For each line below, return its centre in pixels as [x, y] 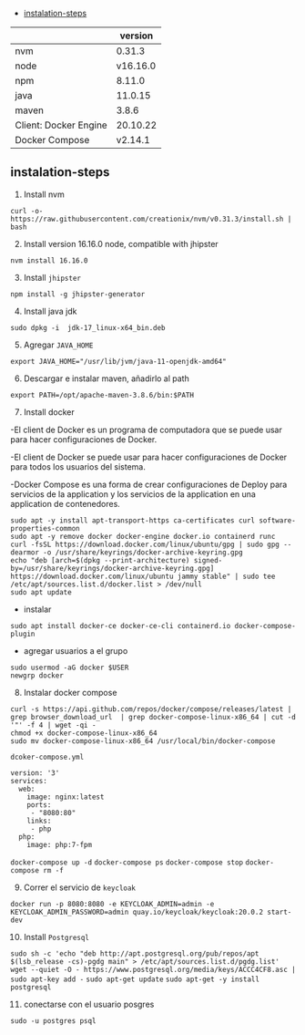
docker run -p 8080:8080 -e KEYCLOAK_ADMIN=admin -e [112, 904]
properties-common [45, 528]
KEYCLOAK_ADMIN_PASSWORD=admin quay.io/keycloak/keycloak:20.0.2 [137, 912]
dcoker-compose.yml [47, 757]
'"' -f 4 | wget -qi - [53, 725]
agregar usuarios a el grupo [76, 650]
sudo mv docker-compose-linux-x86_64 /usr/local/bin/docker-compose [143, 741]
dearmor [25, 552]
